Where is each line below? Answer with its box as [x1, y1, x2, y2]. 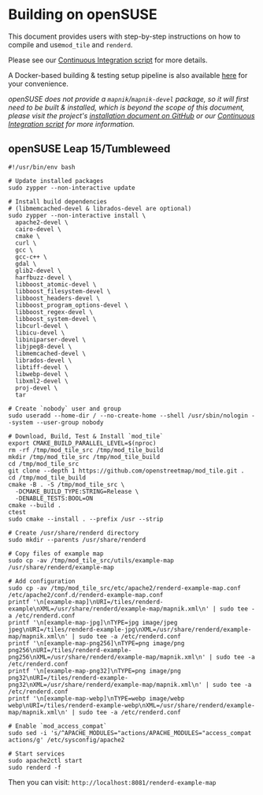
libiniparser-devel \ [15, 335, 87, 344]
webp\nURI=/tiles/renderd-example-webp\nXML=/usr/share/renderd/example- [8, 701, 256, 709]
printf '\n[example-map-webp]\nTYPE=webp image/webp [8, 694, 185, 703]
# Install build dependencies [8, 197, 108, 206]
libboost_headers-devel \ [15, 294, 101, 302]
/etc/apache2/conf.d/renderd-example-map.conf [8, 591, 164, 599]
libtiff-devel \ [15, 363, 69, 371]
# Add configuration [8, 577, 76, 585]
